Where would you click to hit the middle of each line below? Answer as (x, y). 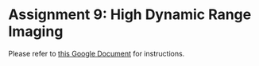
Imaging (36, 31)
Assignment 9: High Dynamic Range (130, 15)
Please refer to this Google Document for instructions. (97, 53)
